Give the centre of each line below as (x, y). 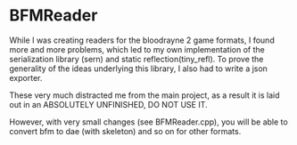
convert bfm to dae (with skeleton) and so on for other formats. (125, 131)
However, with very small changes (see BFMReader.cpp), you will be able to (148, 122)
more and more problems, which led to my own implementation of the (137, 49)
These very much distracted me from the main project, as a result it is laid (144, 95)
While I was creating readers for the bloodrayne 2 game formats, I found (142, 40)
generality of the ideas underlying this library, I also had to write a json (138, 68)
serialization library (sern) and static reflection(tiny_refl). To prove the (136, 59)
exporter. (26, 77)
